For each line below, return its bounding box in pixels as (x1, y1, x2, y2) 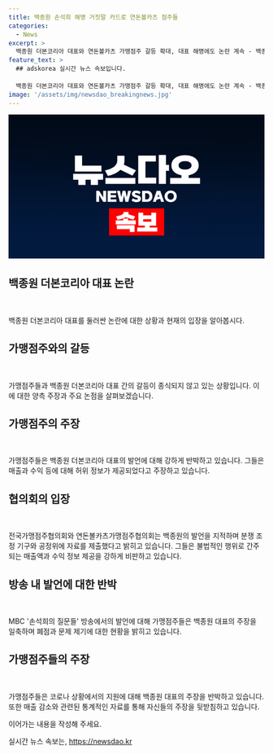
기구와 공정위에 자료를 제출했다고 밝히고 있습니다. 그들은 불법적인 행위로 (16, 541, 245, 551)
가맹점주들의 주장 (8, 652, 90, 667)
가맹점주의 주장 (8, 417, 80, 431)
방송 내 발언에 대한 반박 (8, 577, 118, 591)
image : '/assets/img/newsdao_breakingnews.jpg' (8, 90, 173, 99)
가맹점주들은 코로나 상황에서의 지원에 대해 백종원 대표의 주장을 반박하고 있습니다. (8, 691, 265, 701)
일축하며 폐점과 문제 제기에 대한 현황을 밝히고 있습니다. (8, 627, 182, 637)
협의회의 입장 (8, 492, 71, 506)
